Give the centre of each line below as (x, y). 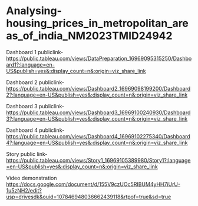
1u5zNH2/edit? (24, 190)
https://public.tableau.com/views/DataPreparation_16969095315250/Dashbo (99, 58)
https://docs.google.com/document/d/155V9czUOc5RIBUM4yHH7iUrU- (93, 184)
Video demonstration (32, 178)
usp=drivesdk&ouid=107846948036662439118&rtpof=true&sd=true (89, 197)
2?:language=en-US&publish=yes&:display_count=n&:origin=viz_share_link (97, 95)
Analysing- (34, 11)
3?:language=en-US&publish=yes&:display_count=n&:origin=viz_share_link (97, 118)
